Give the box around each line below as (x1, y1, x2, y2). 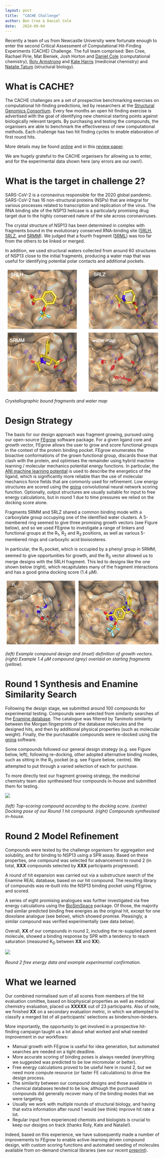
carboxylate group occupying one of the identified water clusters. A (5, 514, 143, 520)
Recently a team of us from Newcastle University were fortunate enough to (5, 37, 157, 44)
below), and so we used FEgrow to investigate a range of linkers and (5, 525, 144, 531)
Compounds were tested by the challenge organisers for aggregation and (5, 847, 154, 852)
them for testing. (5, 783, 39, 789)
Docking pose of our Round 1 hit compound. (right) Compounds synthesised (5, 808, 160, 814)
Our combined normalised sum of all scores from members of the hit (5, 993, 144, 999)
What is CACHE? (5, 81, 74, 92)
